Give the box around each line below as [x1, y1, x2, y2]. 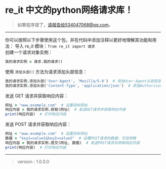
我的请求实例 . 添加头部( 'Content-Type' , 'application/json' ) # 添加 [5, 83, 140, 88]
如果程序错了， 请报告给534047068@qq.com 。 [17, 22, 113, 28]
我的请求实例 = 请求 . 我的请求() [5, 59, 63, 64]
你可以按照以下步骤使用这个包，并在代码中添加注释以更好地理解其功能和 [5, 37, 152, 42]
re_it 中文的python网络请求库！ [5, 4, 133, 16]
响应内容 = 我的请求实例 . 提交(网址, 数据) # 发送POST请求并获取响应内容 [5, 140, 140, 145]
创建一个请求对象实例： [5, 49, 53, 55]
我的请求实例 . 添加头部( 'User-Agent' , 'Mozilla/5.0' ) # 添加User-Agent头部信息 [5, 79, 162, 84]
